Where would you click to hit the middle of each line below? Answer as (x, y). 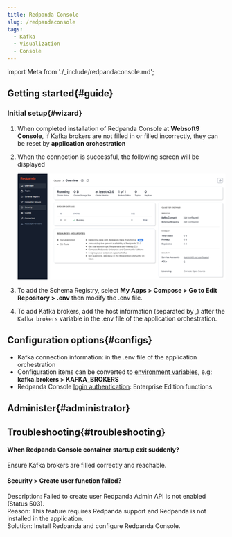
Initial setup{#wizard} (45, 113)
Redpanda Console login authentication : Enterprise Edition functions (115, 386)
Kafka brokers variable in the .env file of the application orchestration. (117, 318)
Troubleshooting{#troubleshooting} (87, 432)
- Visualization (37, 44)
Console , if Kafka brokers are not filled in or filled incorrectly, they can (117, 136)
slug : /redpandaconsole (42, 22)
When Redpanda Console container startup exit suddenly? (93, 450)
